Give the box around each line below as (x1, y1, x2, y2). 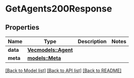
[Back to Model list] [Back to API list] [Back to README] (5, 67, 122, 73)
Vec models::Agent (27, 46, 73, 53)
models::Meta (27, 55, 61, 61)
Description (78, 38, 107, 45)
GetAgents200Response (5, 3, 113, 15)
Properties (5, 23, 40, 32)
